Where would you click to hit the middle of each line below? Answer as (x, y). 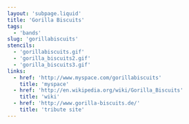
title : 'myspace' (44, 84)
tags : (15, 26)
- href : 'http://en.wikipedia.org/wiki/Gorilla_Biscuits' (99, 90)
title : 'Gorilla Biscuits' (46, 20)
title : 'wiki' (40, 97)
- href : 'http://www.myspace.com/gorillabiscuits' (88, 77)
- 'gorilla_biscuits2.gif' (52, 59)
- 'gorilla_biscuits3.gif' (52, 65)
